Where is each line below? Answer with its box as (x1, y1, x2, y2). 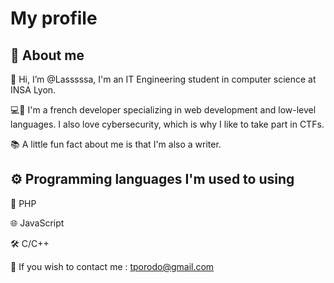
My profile (10, 7, 98, 30)
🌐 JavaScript (10, 217, 65, 229)
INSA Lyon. (10, 84, 57, 96)
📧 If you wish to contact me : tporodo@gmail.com (10, 260, 215, 272)
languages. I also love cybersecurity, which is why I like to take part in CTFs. (10, 118, 325, 130)
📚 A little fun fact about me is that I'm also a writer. (10, 138, 222, 150)
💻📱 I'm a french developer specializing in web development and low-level (10, 104, 317, 116)
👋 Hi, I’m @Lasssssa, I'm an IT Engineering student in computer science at (10, 73, 317, 85)
